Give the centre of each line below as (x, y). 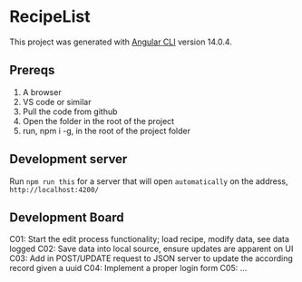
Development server (68, 159)
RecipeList (50, 17)
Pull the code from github (70, 112)
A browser (42, 92)
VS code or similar (57, 102)
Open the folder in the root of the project (98, 121)
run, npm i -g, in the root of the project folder (106, 131)
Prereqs (32, 70)
